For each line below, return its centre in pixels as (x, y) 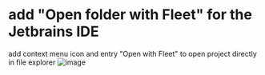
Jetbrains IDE (54, 32)
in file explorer (32, 62)
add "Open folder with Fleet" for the (130, 15)
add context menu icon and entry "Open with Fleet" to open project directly (133, 53)
